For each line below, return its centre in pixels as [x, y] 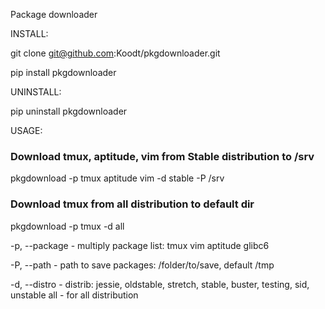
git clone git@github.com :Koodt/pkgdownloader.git [115, 53]
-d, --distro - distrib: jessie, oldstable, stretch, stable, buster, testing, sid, [160, 284]
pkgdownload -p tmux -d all [67, 226]
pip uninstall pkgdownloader [69, 111]
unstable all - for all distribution [74, 295]
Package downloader [54, 14]
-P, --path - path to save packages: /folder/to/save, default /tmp [142, 265]
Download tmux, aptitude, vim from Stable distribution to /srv [162, 156]
